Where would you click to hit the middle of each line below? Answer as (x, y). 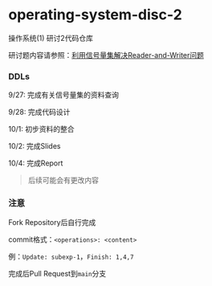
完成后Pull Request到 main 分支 (57, 273)
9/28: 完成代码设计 (39, 112)
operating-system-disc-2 (95, 15)
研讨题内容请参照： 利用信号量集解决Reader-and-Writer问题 (106, 55)
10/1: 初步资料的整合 (41, 129)
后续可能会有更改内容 (63, 180)
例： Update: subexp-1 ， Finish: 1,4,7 (71, 256)
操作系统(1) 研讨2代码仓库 (51, 38)
